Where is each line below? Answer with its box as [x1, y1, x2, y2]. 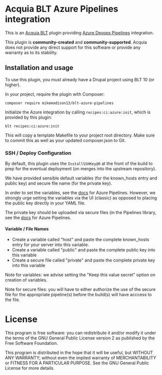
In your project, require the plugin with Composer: [5, 91, 105, 97]
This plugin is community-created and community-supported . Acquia [5, 39, 147, 45]
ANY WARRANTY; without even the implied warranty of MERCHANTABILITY [5, 355, 157, 361]
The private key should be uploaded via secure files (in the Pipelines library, [5, 210, 157, 215]
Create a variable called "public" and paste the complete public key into [12, 247, 156, 253]
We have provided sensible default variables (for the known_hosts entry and [5, 175, 158, 181]
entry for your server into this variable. [12, 242, 89, 248]
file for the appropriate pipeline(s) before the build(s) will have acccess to [5, 292, 152, 298]
